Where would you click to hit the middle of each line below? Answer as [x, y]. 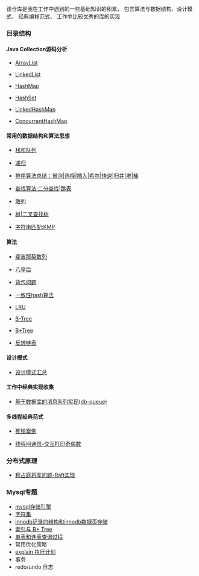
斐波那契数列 [31, 256]
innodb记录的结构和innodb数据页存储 [61, 521]
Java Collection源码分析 [37, 49]
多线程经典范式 [25, 416]
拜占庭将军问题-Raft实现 [45, 475]
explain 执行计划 [35, 552]
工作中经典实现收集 [30, 387]
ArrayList [26, 63]
